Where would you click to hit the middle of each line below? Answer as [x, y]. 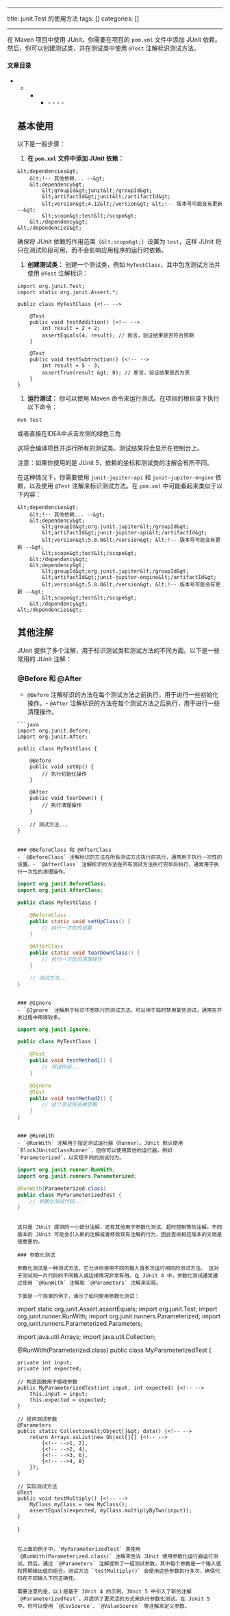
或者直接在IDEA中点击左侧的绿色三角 [69, 433]
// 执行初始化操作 [64, 774]
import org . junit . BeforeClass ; [62, 884]
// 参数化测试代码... [57, 1201]
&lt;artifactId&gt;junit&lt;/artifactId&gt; [106, 197]
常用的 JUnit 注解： [44, 658]
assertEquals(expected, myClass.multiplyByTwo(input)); [111, 1511]
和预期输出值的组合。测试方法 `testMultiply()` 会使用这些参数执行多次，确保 [116, 1571]
